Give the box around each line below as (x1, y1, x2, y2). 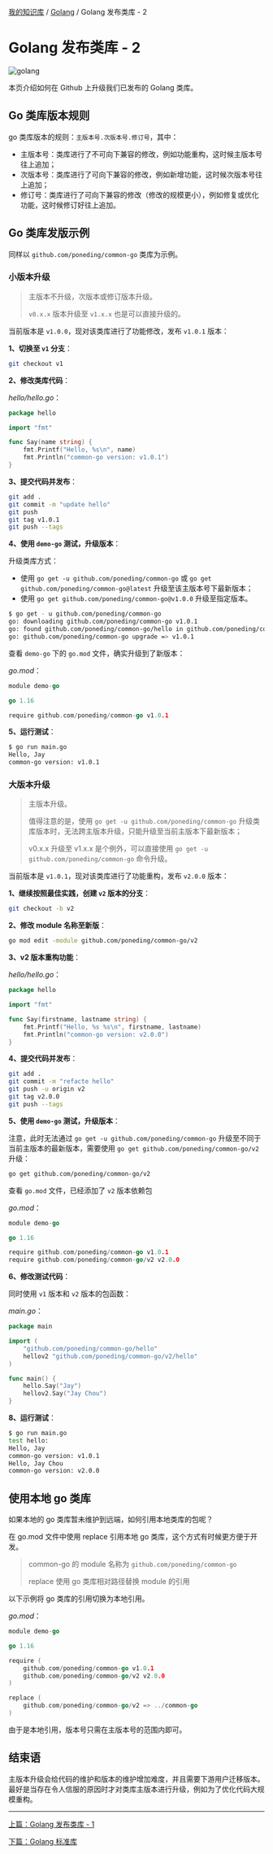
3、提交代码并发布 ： (8, 477, 78, 486)
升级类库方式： (8, 556, 58, 566)
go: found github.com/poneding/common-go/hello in (8, 625, 184, 633)
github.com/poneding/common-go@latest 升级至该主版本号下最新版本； (19, 584, 253, 594)
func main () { (8, 1374, 57, 1382)
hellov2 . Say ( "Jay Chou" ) (23, 1390, 107, 1398)
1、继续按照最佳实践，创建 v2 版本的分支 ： (8, 889, 151, 899)
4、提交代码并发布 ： (8, 1054, 78, 1064)
